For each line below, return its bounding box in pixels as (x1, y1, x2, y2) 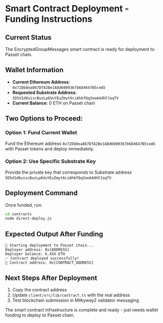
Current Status (5, 33, 52, 42)
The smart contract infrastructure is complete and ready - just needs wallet (5, 307, 158, 313)
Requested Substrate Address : (12, 90, 77, 95)
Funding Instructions (5, 13, 93, 25)
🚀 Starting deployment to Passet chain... (5, 243, 94, 248)
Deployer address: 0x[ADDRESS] (5, 247, 70, 252)
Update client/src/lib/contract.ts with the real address (12, 292, 130, 298)
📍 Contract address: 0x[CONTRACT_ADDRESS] (5, 260, 94, 265)
